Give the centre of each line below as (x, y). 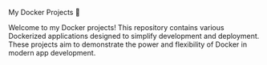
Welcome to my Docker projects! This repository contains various (116, 27)
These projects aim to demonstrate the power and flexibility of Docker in (127, 44)
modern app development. (52, 53)
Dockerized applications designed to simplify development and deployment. (134, 36)
